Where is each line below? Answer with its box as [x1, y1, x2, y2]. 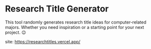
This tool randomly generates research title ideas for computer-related [5, 19, 147, 25]
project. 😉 [5, 29, 26, 35]
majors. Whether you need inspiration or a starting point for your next [5, 24, 145, 30]
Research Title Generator [5, 3, 109, 14]
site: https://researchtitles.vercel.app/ [5, 38, 80, 44]
